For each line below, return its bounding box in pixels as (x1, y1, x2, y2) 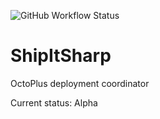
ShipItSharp (10, 45, 112, 67)
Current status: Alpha (10, 96, 98, 109)
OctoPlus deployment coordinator (10, 77, 150, 89)
